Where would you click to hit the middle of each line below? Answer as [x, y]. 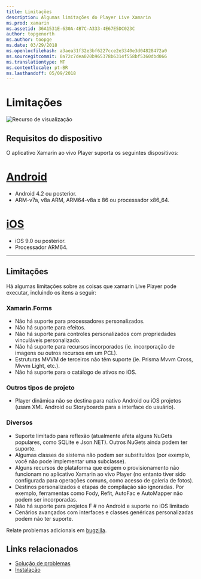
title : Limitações [29, 12]
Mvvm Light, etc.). [37, 365]
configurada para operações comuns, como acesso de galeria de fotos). [104, 480]
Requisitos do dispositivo [54, 138]
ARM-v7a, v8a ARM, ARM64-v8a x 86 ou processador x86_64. [92, 200]
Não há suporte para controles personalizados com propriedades [95, 334]
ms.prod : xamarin [28, 23]
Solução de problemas [42, 563]
